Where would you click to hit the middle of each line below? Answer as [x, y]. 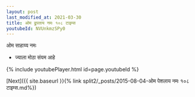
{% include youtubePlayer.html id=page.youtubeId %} [73, 69]
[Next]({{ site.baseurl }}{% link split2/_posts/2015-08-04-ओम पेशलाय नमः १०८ [98, 81]
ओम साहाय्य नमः [22, 46]
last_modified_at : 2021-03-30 [44, 17]
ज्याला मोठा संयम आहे [35, 57]
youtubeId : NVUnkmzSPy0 [36, 28]
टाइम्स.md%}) [22, 88]
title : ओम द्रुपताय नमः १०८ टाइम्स [41, 23]
